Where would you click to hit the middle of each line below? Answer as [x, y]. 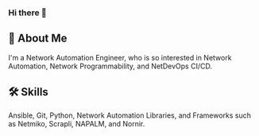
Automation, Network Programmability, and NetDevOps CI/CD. [110, 66]
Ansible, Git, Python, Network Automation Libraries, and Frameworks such [130, 115]
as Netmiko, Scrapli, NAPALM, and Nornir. [77, 123]
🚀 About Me [38, 39]
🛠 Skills [29, 92]
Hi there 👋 [28, 13]
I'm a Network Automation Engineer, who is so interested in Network [120, 57]
